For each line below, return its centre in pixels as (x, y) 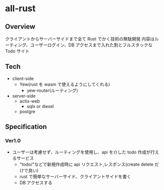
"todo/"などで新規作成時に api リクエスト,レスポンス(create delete (86, 164)
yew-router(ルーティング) (52, 90)
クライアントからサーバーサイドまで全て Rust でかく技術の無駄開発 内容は (80, 39)
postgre (27, 111)
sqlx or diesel (40, 106)
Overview (20, 27)
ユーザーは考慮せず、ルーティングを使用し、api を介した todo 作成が (81, 152)
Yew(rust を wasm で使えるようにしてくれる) (65, 84)
